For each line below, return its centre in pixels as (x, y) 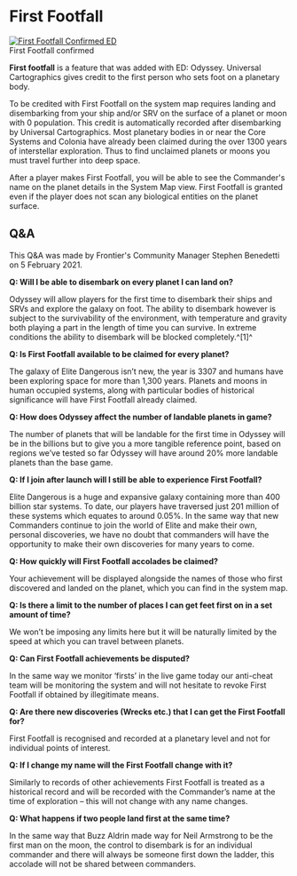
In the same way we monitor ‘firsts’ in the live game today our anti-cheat (141, 675)
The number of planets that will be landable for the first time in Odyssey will (147, 434)
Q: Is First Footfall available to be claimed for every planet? (119, 354)
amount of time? (40, 614)
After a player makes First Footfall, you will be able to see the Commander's (147, 177)
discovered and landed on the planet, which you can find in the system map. (148, 587)
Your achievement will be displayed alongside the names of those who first (146, 578)
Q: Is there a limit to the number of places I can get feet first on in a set (141, 605)
